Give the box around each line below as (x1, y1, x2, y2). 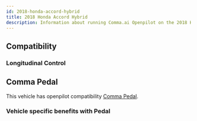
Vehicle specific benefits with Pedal (6, 107, 110, 115)
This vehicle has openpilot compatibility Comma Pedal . (6, 92, 139, 100)
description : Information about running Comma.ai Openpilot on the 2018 (6, 19, 188, 25)
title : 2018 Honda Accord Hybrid (6, 14, 88, 20)
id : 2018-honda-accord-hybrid (6, 8, 80, 15)
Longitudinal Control (6, 59, 66, 67)
